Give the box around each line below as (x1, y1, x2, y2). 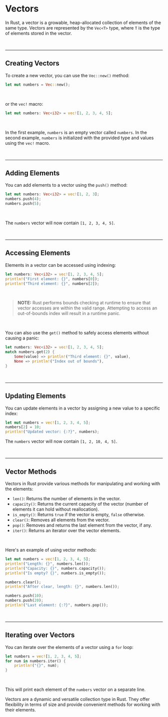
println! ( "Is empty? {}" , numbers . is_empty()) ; (5, 570, 106, 576)
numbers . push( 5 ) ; (5, 201, 41, 206)
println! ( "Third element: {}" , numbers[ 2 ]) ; (5, 281, 99, 286)
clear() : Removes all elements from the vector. (12, 517, 110, 523)
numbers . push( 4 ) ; (5, 196, 41, 202)
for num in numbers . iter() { (5, 658, 66, 663)
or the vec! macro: (5, 101, 43, 107)
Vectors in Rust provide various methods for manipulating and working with (5, 481, 160, 486)
